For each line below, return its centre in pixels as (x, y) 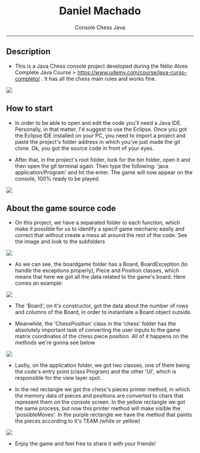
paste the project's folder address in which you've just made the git (97, 141)
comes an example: (39, 283)
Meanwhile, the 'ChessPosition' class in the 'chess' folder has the (95, 324)
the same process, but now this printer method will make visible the (97, 408)
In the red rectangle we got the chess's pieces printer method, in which (102, 389)
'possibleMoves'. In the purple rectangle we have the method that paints (103, 415)
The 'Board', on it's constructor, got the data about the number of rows (101, 306)
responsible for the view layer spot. (58, 378)
